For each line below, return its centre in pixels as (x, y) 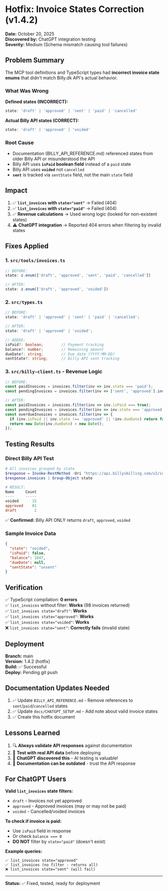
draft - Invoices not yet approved (47, 801)
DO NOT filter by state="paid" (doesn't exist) (59, 842)
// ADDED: (15, 340)
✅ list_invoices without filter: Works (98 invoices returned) (67, 605)
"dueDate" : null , (28, 563)
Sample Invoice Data (31, 533)
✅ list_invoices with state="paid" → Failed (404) (64, 208)
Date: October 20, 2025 (30, 34)
